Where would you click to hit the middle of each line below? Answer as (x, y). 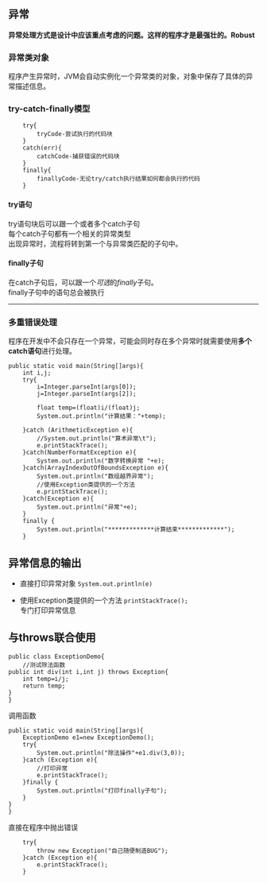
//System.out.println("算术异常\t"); (97, 439)
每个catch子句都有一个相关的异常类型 (70, 234)
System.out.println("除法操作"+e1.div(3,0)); (111, 753)
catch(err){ (42, 148)
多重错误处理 (33, 322)
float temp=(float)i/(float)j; (89, 408)
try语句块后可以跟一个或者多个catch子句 (74, 223)
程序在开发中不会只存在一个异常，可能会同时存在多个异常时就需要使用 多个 (130, 341)
